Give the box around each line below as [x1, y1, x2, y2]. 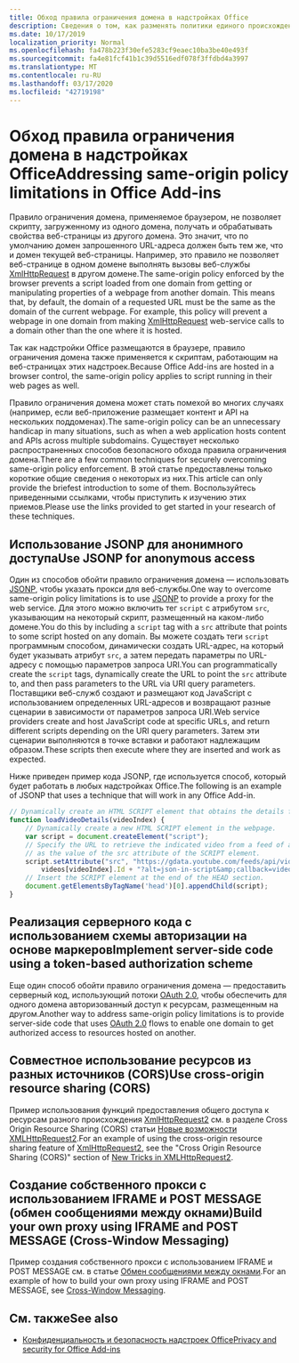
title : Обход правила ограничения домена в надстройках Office [9, 12, 249, 22]
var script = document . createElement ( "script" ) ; [25, 832, 209, 841]
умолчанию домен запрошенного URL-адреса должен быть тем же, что [9, 240, 284, 251]
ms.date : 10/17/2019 [9, 29, 86, 38]
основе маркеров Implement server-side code [9, 942, 274, 957]
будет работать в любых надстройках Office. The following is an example [9, 780, 282, 792]
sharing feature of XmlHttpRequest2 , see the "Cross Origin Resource [9, 1142, 263, 1153]
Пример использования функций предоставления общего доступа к [9, 1104, 270, 1115]
